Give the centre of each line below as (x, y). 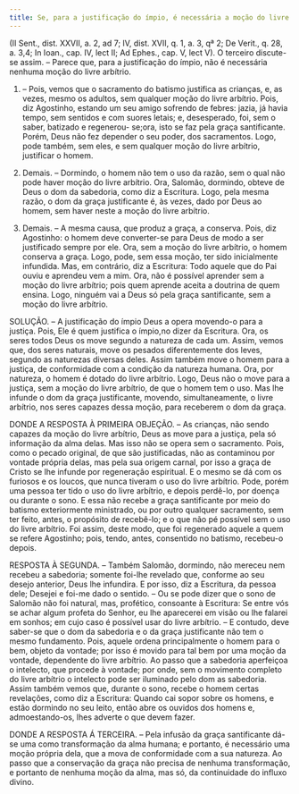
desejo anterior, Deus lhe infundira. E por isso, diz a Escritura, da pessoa (143, 584)
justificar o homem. (58, 155)
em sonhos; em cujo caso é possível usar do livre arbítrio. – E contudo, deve (149, 621)
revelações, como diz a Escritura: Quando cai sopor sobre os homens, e (142, 697)
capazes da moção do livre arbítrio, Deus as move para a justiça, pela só (143, 434)
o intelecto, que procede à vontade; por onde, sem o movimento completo (146, 669)
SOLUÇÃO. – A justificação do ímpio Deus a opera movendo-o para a (136, 321)
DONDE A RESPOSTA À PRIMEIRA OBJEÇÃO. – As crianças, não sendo (139, 424)
